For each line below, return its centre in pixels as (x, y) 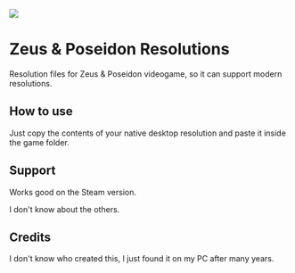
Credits (30, 237)
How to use (41, 112)
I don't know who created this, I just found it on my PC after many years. (142, 259)
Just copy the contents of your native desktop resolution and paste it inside (148, 133)
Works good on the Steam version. (73, 192)
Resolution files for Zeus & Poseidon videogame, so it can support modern (146, 74)
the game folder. (39, 142)
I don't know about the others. (65, 209)
